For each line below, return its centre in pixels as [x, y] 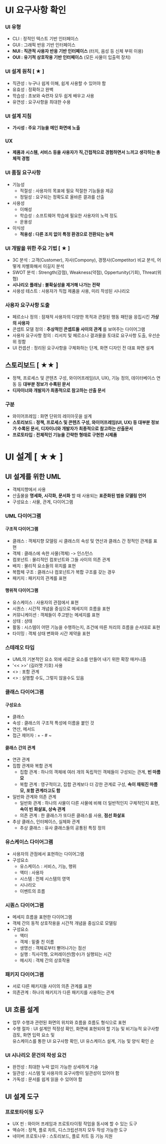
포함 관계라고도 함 [43, 791]
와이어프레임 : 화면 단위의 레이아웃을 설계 [52, 416]
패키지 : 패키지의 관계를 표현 [39, 578]
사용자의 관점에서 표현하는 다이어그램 [48, 854]
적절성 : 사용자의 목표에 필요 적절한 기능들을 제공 [67, 191]
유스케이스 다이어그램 [29, 842]
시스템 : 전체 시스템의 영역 [45, 878]
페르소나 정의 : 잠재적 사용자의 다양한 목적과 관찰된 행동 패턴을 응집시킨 [81, 317]
